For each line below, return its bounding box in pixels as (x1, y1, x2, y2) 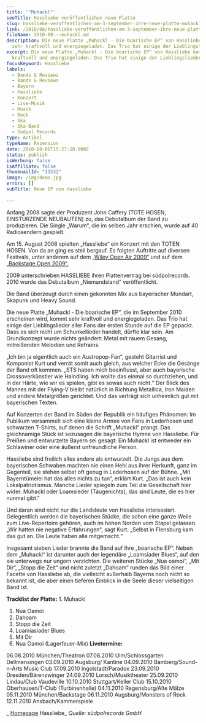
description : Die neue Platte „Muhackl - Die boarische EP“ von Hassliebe (6, 37, 202, 44)
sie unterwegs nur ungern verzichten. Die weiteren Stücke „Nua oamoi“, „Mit (6, 557, 199, 565)
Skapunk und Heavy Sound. (6, 296, 77, 304)
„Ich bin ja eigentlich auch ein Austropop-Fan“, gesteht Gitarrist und (6, 353, 177, 360)
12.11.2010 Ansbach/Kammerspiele (6, 697, 93, 705)
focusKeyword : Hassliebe (6, 60, 70, 66)
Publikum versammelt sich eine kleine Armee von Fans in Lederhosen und (6, 417, 193, 424)
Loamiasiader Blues (15, 627, 66, 634)
